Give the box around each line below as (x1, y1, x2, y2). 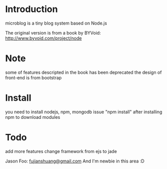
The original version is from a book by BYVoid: (5, 30, 101, 36)
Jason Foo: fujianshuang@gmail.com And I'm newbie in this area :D (5, 158, 144, 164)
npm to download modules (5, 114, 61, 120)
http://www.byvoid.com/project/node (5, 35, 82, 41)
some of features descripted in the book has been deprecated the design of (5, 69, 162, 75)
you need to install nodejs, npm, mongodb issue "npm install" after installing (5, 109, 162, 115)
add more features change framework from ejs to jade (5, 148, 117, 154)
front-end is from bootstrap (5, 74, 62, 81)
